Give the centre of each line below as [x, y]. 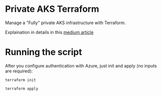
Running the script [44, 52]
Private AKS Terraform [52, 9]
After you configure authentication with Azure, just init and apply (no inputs [81, 65]
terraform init [21, 80]
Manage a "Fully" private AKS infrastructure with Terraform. [66, 23]
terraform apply [22, 89]
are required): [19, 71]
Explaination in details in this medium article [49, 32]
